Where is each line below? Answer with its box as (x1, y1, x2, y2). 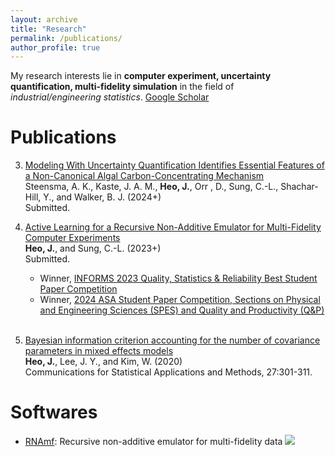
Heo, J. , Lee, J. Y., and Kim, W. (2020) (24, 356, 183, 368)
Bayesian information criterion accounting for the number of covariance (24, 334, 321, 346)
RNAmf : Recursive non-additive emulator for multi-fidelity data (24, 436, 283, 448)
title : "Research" (10, 24, 87, 34)
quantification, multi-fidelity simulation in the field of (10, 81, 235, 93)
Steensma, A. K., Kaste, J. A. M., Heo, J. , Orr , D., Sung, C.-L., (24, 181, 279, 193)
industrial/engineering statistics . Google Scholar (10, 91, 210, 103)
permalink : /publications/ (10, 33, 123, 43)
